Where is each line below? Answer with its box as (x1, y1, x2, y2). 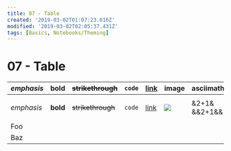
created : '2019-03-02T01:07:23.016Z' (7, 16, 115, 23)
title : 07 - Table (7, 10, 60, 17)
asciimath (191, 84, 225, 93)
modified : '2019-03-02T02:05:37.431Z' (7, 23, 118, 30)
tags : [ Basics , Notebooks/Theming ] (7, 29, 109, 36)
